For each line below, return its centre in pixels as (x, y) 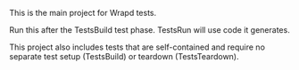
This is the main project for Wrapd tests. (83, 13)
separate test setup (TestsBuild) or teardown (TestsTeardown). (124, 56)
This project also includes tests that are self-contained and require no (137, 47)
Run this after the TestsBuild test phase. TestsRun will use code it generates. (149, 30)
